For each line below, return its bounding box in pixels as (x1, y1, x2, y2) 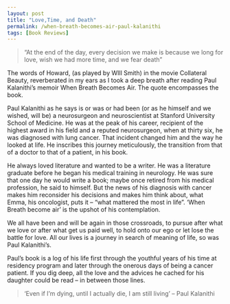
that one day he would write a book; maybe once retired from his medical (7, 176, 214, 185)
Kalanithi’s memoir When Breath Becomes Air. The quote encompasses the (7, 83, 219, 92)
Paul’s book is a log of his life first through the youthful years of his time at (7, 254, 217, 263)
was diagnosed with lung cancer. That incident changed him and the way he (7, 134, 223, 142)
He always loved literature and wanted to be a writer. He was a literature (7, 161, 211, 170)
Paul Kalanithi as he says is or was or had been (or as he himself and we (7, 104, 211, 112)
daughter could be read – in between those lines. (7, 276, 146, 285)
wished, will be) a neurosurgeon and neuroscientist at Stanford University (7, 112, 215, 120)
